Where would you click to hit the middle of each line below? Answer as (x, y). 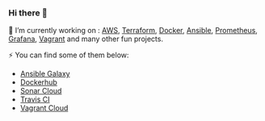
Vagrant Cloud (44, 108)
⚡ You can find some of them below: (69, 55)
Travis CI (35, 99)
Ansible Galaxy (45, 74)
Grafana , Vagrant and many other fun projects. (86, 39)
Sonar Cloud (41, 91)
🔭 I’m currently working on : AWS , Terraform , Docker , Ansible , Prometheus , (133, 31)
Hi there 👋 (28, 13)
